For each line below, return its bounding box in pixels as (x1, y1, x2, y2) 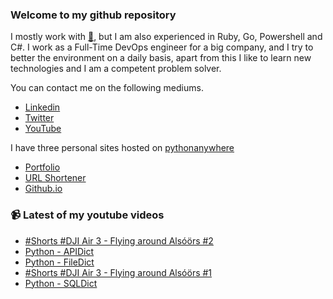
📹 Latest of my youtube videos (10, 208, 165, 222)
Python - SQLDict (24, 277, 98, 289)
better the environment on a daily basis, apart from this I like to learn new (10, 52, 312, 64)
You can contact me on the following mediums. (10, 82, 204, 94)
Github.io (24, 183, 63, 195)
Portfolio (24, 161, 61, 173)
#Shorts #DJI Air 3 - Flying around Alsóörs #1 (24, 266, 213, 278)
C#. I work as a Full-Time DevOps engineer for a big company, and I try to (10, 41, 314, 53)
